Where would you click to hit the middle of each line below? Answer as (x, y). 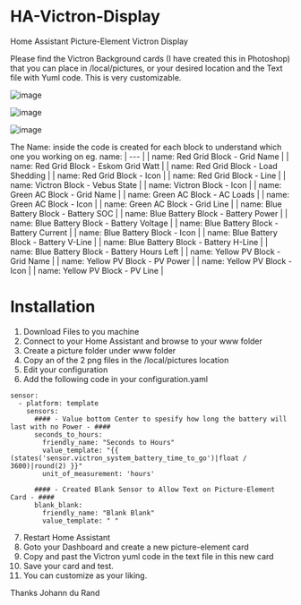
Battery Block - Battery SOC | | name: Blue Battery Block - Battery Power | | (149, 213)
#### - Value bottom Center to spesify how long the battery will (160, 419)
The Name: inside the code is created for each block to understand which (146, 147)
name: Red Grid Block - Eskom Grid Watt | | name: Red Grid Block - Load (144, 166)
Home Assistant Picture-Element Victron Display (99, 41)
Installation (53, 307)
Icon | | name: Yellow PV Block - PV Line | (87, 270)
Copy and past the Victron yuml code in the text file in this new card (148, 556)
